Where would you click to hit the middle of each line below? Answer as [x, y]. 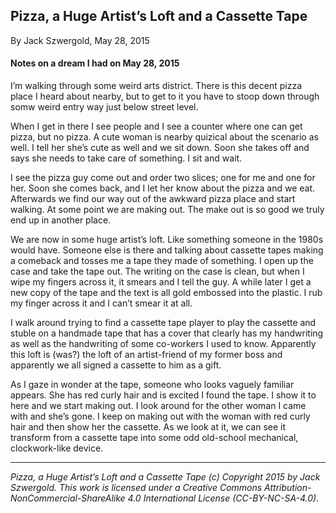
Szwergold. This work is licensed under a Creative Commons [136, 488]
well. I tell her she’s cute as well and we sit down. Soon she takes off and [160, 148]
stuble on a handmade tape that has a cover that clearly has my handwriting [167, 333]
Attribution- [288, 488]
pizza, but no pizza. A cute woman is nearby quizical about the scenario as [164, 137]
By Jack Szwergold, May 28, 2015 [80, 40]
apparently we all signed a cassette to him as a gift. [116, 365]
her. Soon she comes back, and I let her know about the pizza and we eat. [162, 188]
